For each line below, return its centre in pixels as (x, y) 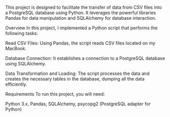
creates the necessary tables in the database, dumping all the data (75, 79)
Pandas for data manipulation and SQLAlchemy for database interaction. (81, 18)
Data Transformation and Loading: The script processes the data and (77, 73)
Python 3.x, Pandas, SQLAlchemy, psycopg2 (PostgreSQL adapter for (78, 104)
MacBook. (16, 48)
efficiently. (16, 84)
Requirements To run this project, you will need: (55, 94)
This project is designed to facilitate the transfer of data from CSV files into (84, 7)
